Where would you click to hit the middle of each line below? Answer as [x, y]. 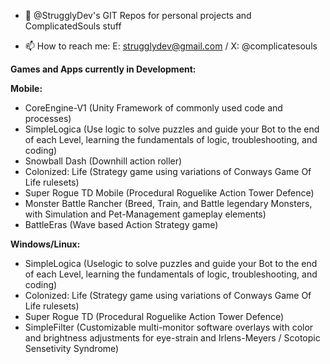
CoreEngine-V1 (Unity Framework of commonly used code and [153, 108]
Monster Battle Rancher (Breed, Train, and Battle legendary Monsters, [168, 203]
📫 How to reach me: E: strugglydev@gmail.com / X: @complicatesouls [171, 46]
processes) [48, 118]
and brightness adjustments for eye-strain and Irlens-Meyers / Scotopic [172, 338]
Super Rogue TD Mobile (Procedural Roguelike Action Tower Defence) [169, 193]
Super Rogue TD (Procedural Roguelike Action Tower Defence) [154, 316]
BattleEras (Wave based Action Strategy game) [121, 224]
